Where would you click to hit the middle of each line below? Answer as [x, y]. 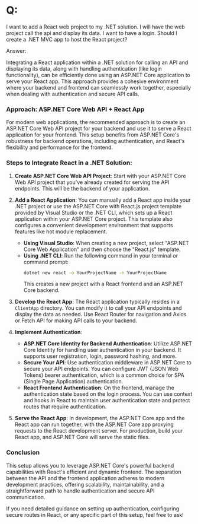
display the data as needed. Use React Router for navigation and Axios [100, 315]
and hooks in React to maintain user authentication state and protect [107, 401]
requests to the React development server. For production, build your [99, 431]
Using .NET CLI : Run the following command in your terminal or [101, 255]
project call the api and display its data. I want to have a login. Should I [92, 33]
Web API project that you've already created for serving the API [92, 182]
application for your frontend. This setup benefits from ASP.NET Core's [93, 135]
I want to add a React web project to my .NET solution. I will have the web [95, 27]
